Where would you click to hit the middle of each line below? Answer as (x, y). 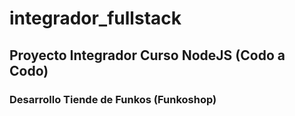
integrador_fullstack (95, 18)
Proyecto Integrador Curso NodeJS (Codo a (147, 55)
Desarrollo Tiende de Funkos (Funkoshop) (113, 99)
